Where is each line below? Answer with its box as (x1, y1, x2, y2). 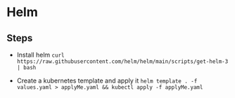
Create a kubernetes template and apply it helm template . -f (16, 76, 198, 85)
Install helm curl (16, 50, 65, 59)
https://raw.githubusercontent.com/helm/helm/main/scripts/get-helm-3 (16, 58, 229, 65)
